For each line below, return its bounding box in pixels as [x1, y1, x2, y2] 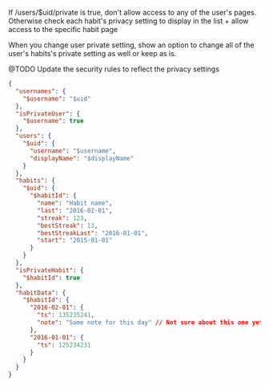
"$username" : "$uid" [22, 95, 91, 103]
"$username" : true [22, 117, 84, 125]
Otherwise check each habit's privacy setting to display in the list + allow [8, 16, 249, 26]
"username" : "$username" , [29, 147, 116, 155]
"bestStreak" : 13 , [37, 221, 98, 230]
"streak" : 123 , [37, 213, 88, 222]
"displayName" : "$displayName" [29, 154, 134, 162]
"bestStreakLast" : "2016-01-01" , [37, 229, 149, 237]
